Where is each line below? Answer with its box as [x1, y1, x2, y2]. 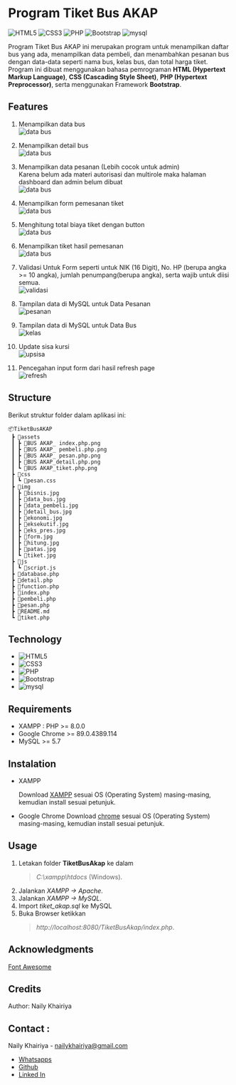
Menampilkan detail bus [18, 141, 89, 150]
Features [8, 101, 48, 113]
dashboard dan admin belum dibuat [18, 177, 123, 186]
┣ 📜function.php [11, 582, 60, 590]
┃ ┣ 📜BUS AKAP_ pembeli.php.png [11, 446, 107, 453]
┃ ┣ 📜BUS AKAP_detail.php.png [11, 458, 101, 466]
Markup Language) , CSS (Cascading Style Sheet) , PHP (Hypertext [8, 73, 208, 81]
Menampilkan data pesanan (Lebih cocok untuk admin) [18, 162, 180, 171]
